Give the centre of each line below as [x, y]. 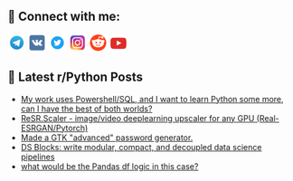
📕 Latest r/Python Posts [76, 77]
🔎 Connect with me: [64, 17]
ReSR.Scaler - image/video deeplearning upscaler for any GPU [137, 118]
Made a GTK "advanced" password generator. [107, 138]
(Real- [268, 118]
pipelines [38, 157]
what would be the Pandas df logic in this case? [109, 166]
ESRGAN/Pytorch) [54, 128]
